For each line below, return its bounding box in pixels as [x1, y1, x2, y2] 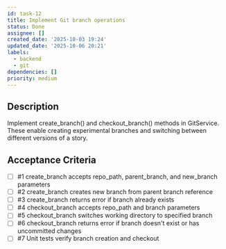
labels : [7, 49, 30, 56]
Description [7, 100, 59, 112]
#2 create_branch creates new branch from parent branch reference [17, 188, 214, 196]
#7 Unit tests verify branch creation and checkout [17, 234, 159, 243]
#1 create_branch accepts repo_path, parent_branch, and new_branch [17, 172, 218, 181]
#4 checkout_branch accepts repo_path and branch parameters [17, 203, 200, 212]
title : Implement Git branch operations [7, 17, 126, 24]
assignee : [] [7, 29, 45, 37]
